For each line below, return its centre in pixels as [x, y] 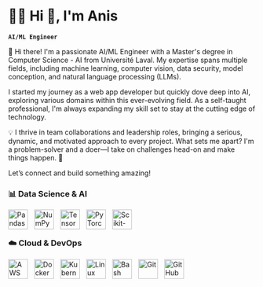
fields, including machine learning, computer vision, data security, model [126, 68]
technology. [27, 116]
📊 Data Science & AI [48, 193]
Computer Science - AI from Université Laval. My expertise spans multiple [128, 60]
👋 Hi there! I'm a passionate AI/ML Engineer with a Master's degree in [121, 51]
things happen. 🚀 [36, 157]
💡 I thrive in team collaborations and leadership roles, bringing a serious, [126, 132]
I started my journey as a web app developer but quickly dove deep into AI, [130, 92]
